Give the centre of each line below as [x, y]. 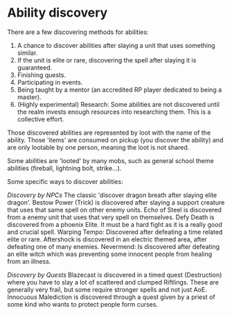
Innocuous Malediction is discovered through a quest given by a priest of [111, 297]
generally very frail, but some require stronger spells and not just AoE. [107, 289]
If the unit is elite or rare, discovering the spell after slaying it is [107, 60]
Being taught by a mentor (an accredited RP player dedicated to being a [119, 90]
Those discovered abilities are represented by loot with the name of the [109, 133]
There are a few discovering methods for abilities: [78, 32]
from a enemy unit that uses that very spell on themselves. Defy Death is [111, 217]
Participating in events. [50, 82]
